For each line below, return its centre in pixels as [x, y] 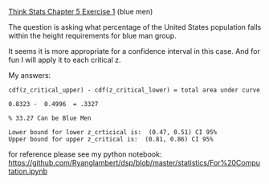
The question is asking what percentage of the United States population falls [135, 27]
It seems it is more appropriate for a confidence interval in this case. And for [134, 51]
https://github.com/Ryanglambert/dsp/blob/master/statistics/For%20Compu [134, 163]
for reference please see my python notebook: [85, 154]
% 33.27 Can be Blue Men [50, 118]
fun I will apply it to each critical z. [65, 60]
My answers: [30, 75]
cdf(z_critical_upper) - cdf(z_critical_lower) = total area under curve [134, 90]
